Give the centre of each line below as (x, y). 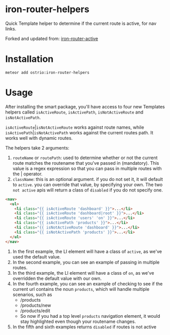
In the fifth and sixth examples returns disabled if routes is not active (84, 327)
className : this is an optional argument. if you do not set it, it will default (88, 179)
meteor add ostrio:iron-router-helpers (47, 72)
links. (11, 28)
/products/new (36, 305)
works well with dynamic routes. (39, 138)
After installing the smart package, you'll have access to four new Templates (85, 106)
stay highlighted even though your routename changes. (78, 321)
